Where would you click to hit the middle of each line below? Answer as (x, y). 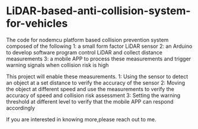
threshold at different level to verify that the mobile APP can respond (90, 101)
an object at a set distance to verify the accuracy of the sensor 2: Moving (96, 83)
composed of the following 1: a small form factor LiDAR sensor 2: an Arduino (99, 46)
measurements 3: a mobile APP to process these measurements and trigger (99, 59)
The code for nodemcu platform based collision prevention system (87, 40)
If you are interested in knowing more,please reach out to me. (81, 119)
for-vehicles (37, 23)
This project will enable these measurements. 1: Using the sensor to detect (97, 76)
